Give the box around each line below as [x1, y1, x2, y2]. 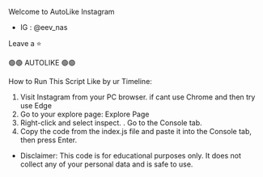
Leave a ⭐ [8, 39, 42, 48]
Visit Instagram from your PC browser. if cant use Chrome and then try [19, 92, 256, 102]
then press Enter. [19, 135, 78, 145]
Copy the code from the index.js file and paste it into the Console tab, [19, 127, 252, 136]
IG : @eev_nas [19, 23, 68, 32]
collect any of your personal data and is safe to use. [19, 159, 193, 169]
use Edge [19, 101, 53, 110]
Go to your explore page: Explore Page [19, 109, 150, 119]
